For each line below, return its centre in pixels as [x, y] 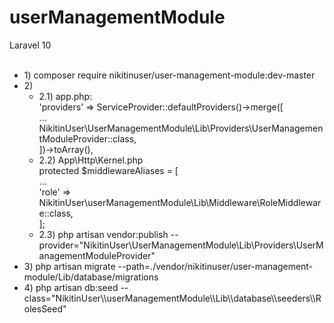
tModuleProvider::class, [87, 138]
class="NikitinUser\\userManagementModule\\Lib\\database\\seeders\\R [172, 298]
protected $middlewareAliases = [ [108, 170]
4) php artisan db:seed [71, 287]
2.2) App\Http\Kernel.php [91, 160]
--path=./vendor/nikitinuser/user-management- [215, 266]
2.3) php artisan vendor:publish [103, 234]
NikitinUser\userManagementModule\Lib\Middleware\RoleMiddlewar [180, 202]
